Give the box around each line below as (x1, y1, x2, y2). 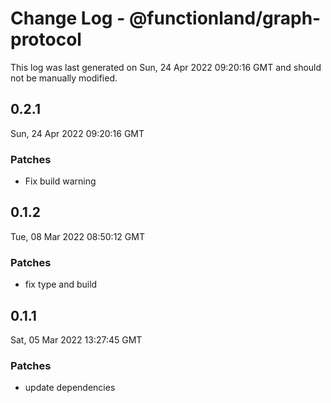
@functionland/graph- (128, 7, 322, 30)
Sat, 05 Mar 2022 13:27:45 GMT (10, 333, 143, 346)
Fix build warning (24, 175, 97, 187)
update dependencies (24, 382, 116, 394)
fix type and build (24, 278, 98, 291)
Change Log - (10, 7, 126, 30)
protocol (10, 28, 82, 51)
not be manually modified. (10, 72, 118, 84)
